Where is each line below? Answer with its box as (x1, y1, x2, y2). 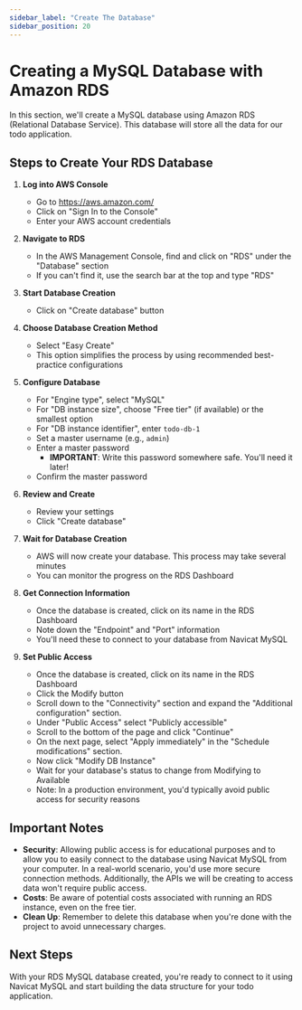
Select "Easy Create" (35, 340, 115, 351)
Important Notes (9, 820, 104, 835)
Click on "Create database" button (35, 305, 165, 316)
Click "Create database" (35, 516, 127, 527)
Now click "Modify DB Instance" (35, 756, 156, 767)
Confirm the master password (35, 471, 147, 482)
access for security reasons (35, 794, 140, 805)
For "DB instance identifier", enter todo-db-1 (35, 423, 201, 434)
